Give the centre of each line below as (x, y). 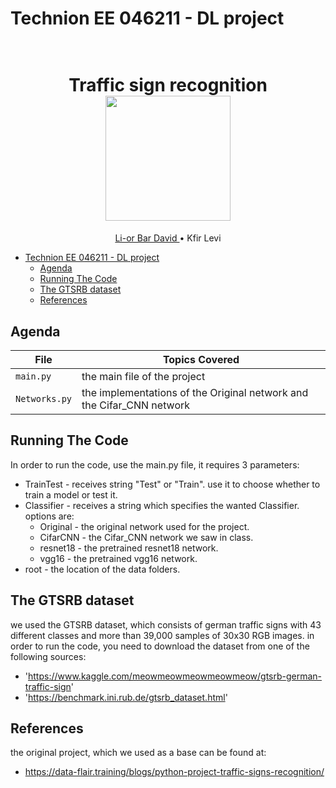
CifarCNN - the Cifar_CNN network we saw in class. (146, 537)
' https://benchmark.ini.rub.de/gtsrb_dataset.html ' (126, 697)
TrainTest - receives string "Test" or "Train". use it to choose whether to (172, 484)
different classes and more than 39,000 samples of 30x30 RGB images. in (162, 635)
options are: (49, 516)
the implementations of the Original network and (195, 392)
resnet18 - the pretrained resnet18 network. (129, 548)
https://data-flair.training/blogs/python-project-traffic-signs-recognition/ (174, 772)
